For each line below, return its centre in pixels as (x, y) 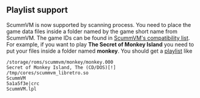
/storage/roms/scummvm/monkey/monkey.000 (60, 62)
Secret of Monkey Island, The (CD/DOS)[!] (61, 67)
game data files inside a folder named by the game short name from (92, 31)
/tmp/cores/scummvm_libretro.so (47, 73)
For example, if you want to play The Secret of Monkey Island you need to (100, 44)
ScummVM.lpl (21, 89)
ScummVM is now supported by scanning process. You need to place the (99, 24)
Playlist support (37, 10)
